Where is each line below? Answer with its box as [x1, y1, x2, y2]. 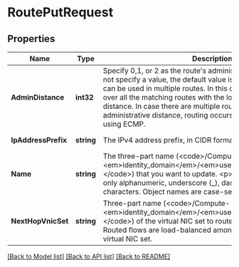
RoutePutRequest [7, 4, 114, 21]
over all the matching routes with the [102, 93, 225, 102]
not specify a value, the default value [102, 75, 226, 84]
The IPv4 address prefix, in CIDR [102, 135, 212, 145]
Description [191, 54, 233, 63]
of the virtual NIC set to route [136, 216, 233, 226]
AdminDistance [11, 93, 65, 102]
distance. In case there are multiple [102, 101, 221, 111]
